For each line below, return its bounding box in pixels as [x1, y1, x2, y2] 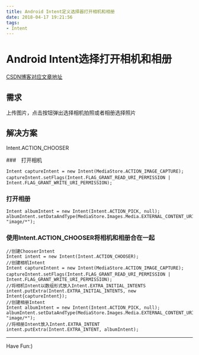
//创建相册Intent [6, 300, 46, 306]
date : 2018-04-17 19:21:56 [6, 14, 73, 20]
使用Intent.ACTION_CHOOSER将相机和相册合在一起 [6, 234, 155, 242]
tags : [6, 20, 20, 25]
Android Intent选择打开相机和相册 [6, 53, 172, 66]
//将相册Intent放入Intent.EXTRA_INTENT [6, 321, 100, 328]
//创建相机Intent [6, 260, 46, 266]
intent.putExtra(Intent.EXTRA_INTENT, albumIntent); [6, 327, 139, 332]
